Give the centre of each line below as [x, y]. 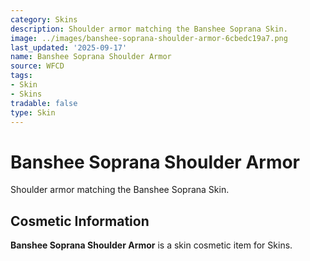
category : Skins [44, 19]
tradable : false [44, 103]
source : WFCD [37, 66]
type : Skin [33, 112]
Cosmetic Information [80, 221]
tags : [21, 76]
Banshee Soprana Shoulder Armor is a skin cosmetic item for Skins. [151, 245]
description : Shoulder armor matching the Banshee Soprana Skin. [149, 29]
